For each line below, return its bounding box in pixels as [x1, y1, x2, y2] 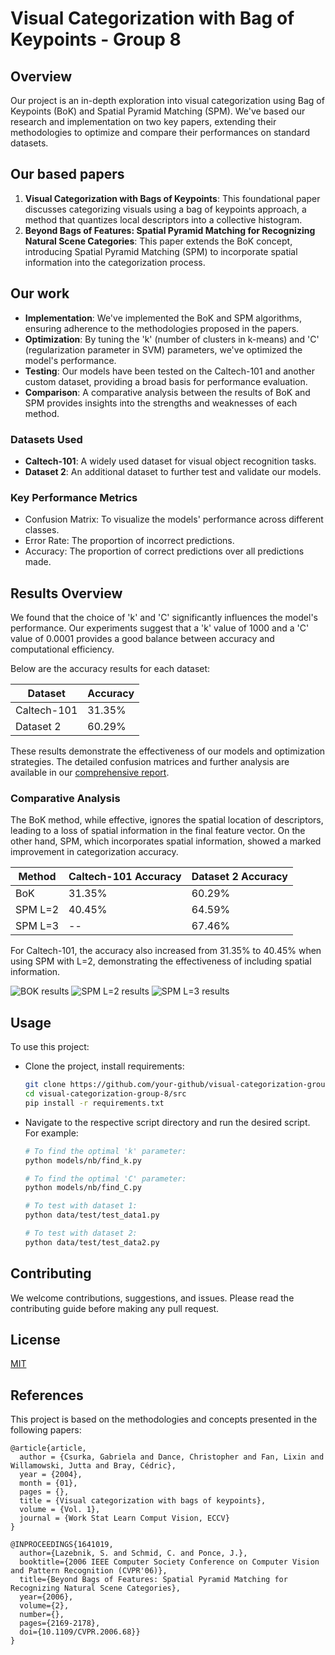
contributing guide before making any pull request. [10, 1302, 220, 1314]
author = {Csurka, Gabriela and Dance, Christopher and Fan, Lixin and [19, 1452, 325, 1462]
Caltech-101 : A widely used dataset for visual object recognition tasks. [24, 455, 317, 467]
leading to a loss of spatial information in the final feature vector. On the [10, 825, 306, 837]
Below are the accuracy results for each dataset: [10, 663, 211, 675]
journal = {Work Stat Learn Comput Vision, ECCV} [19, 1513, 230, 1524]
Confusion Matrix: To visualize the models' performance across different [24, 513, 324, 526]
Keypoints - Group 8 [10, 28, 182, 51]
